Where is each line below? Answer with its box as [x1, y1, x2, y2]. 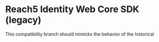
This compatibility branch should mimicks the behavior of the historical [5, 31, 154, 37]
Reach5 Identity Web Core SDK [5, 4, 140, 15]
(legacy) [5, 14, 42, 26]
